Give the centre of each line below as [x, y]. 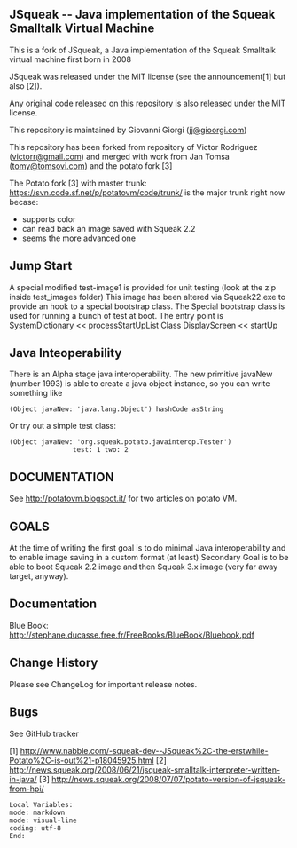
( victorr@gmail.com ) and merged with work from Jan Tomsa [120, 156]
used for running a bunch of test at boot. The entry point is [117, 315]
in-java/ [23, 779]
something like [36, 393]
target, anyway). [39, 576]
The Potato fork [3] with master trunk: [78, 183]
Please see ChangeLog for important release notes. [103, 684]
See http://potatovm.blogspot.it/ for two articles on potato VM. [123, 499]
